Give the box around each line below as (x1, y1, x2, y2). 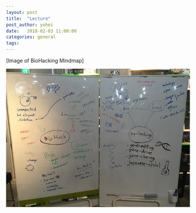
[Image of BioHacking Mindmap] (6, 57, 84, 64)
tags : (6, 40, 19, 46)
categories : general (6, 34, 57, 40)
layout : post (6, 9, 38, 15)
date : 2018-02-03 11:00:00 (6, 28, 77, 34)
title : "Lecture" (6, 15, 51, 22)
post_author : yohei (6, 22, 54, 28)
